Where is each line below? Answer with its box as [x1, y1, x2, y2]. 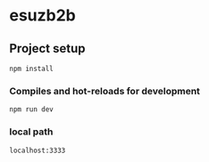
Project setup [9, 41, 87, 56]
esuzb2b [9, 5, 76, 26]
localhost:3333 [9, 146, 66, 155]
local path [9, 126, 54, 138]
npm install [9, 64, 54, 73]
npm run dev [9, 105, 54, 114]
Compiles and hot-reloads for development [9, 85, 201, 97]
